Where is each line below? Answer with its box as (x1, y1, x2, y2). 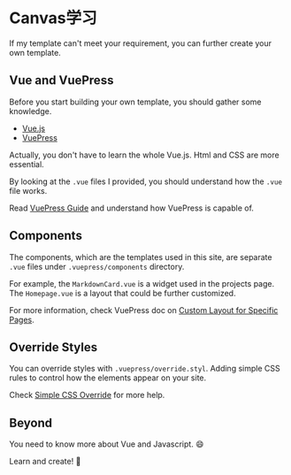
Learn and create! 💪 (9, 456, 81, 467)
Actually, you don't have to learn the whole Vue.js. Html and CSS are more (9, 149, 280, 160)
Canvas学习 (9, 8, 97, 28)
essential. (9, 158, 44, 169)
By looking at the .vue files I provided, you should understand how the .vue (9, 176, 283, 187)
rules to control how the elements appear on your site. (9, 372, 207, 383)
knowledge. (9, 105, 52, 116)
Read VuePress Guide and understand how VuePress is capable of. (9, 203, 255, 213)
